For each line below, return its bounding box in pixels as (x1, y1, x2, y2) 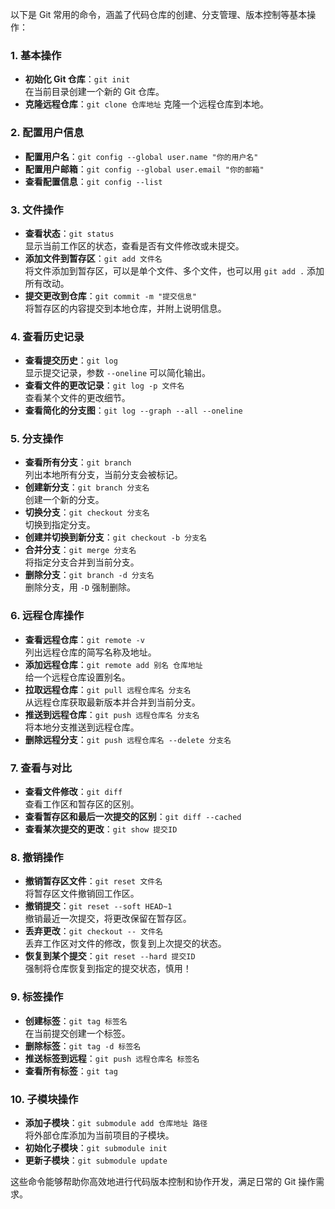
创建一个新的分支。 (24, 494, 105, 506)
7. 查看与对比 (10, 761, 73, 775)
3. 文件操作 (10, 203, 64, 217)
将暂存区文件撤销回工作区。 (24, 888, 140, 900)
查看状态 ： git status (24, 227, 115, 239)
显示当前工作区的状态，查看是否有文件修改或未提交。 (24, 239, 245, 252)
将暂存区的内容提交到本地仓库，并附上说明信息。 (24, 302, 227, 314)
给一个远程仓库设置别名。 (24, 671, 131, 683)
